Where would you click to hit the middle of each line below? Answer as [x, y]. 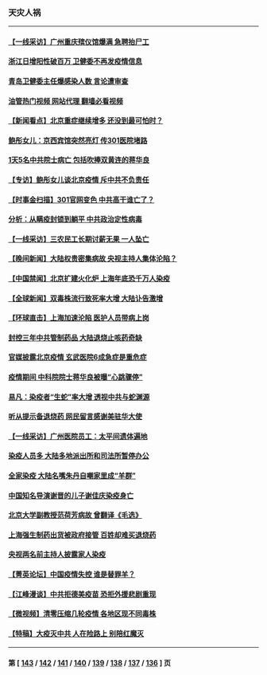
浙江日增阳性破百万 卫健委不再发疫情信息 [75, 61]
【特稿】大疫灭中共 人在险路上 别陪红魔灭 [76, 633]
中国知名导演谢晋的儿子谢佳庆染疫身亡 [71, 495]
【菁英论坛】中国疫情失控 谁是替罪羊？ [72, 574]
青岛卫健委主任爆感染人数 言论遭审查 [68, 81]
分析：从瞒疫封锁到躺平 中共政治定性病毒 [75, 219]
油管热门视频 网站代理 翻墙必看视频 [66, 100]
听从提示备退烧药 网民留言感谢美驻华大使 [75, 417]
